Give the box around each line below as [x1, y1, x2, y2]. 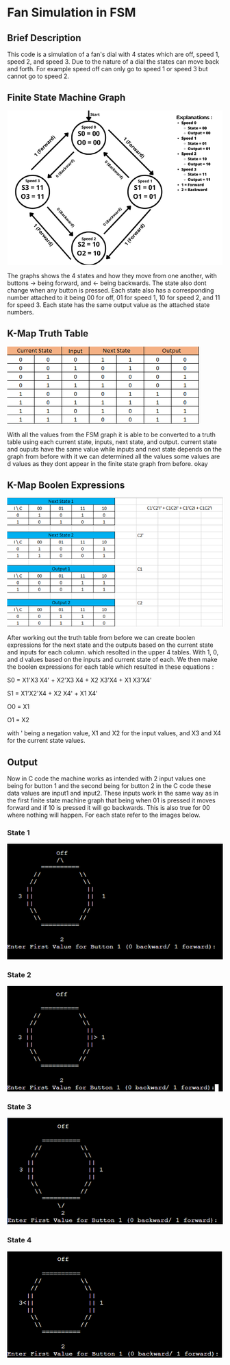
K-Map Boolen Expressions [7, 480, 125, 491]
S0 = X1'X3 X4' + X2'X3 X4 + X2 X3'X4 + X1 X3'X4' [7, 676, 152, 685]
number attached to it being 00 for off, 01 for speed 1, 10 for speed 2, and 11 [7, 293, 220, 302]
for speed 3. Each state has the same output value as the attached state [7, 300, 210, 309]
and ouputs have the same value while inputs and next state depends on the [7, 445, 222, 453]
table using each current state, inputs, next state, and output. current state [7, 437, 217, 446]
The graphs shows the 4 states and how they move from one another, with [7, 271, 217, 280]
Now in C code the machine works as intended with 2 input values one [7, 774, 206, 783]
